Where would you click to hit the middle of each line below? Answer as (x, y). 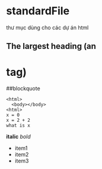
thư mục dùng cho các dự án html (47, 27)
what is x (18, 126)
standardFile (38, 11)
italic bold (18, 137)
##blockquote (23, 88)
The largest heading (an (51, 46)
